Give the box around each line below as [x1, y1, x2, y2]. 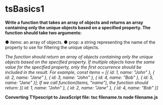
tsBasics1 [5, 3, 45, 15]
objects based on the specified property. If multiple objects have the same [5, 59, 155, 65]
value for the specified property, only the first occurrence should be [5, 64, 142, 70]
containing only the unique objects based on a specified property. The [5, 24, 151, 30]
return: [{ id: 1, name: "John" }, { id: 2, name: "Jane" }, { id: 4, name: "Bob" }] [5, 85, 159, 90]
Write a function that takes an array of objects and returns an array [5, 19, 143, 25]
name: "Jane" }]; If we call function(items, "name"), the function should [5, 79, 149, 86]
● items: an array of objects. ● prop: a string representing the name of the [5, 39, 156, 45]
